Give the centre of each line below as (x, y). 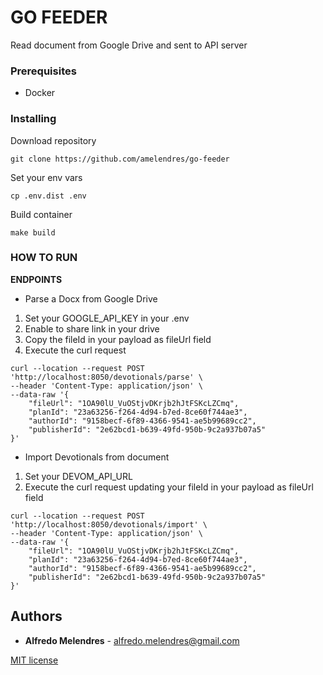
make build (33, 232)
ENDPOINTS (36, 279)
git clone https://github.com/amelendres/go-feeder (120, 159)
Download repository (53, 140)
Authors (36, 616)
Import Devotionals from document (97, 457)
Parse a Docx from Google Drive (91, 298)
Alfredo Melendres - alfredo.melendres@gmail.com (132, 640)
